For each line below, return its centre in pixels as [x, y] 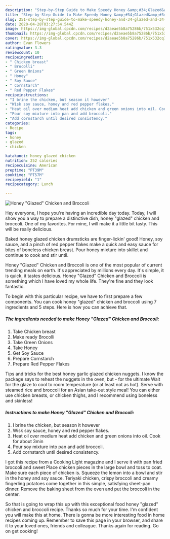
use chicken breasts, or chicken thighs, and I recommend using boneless [81, 395]
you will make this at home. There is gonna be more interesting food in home [85, 515]
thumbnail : [17, 33]
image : [12, 29]
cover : [12, 39]
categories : [18, 123]
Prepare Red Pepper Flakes [41, 364]
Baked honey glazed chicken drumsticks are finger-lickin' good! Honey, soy [84, 239]
